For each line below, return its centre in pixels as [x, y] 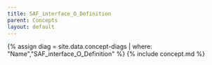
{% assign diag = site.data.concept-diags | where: [80, 47]
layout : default [31, 27]
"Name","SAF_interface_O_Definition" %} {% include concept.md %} [106, 54]
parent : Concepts [33, 20]
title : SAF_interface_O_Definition [59, 14]
